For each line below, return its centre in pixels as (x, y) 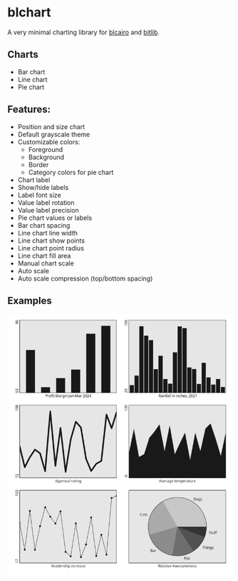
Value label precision (48, 210)
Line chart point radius (51, 248)
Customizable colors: (49, 142)
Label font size (40, 195)
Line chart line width (48, 233)
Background (46, 157)
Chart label (34, 180)
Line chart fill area (44, 256)
